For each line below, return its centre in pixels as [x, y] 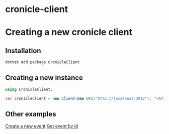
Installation [23, 50]
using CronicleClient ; [29, 89]
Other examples [31, 114]
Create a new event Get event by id [42, 126]
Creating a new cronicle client [69, 32]
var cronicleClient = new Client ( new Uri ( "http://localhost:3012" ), [78, 98]
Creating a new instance [44, 78]
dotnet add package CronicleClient [43, 62]
